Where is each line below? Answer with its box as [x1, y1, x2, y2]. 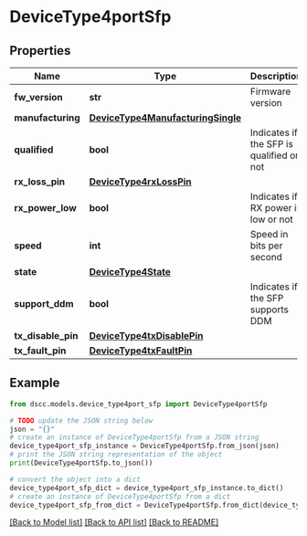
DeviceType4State [89, 266, 172, 278]
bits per [249, 239, 283, 252]
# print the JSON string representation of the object [9, 450, 223, 459]
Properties [9, 43, 71, 58]
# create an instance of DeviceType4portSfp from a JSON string [9, 433, 259, 442]
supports [249, 303, 290, 316]
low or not [249, 213, 294, 226]
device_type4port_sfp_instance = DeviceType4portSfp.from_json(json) [9, 441, 281, 451]
